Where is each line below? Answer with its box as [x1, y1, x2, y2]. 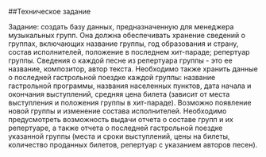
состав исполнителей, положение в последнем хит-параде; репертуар [8, 48, 250, 56]
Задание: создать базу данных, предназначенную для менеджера [8, 22, 234, 31]
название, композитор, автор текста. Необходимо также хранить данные [8, 64, 258, 74]
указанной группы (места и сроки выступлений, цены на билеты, [8, 132, 230, 141]
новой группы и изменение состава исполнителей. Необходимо [8, 106, 227, 116]
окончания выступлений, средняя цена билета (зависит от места [8, 90, 230, 98]
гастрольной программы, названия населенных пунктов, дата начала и [8, 81, 252, 90]
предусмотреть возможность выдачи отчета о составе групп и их [8, 115, 234, 124]
